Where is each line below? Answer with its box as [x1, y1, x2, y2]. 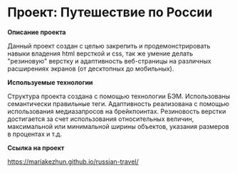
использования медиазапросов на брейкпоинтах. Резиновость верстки [7, 107, 226, 115]
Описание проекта [7, 28, 66, 36]
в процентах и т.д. [7, 130, 63, 138]
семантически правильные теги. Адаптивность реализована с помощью [7, 99, 230, 108]
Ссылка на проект [7, 143, 65, 152]
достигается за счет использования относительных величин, [7, 115, 194, 123]
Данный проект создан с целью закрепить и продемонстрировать [7, 41, 211, 50]
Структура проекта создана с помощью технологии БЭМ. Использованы [7, 92, 231, 100]
